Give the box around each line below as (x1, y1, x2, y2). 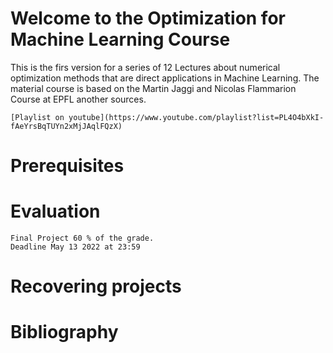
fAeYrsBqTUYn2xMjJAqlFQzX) (10, 121, 123, 131)
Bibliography (10, 321, 119, 344)
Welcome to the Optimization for (10, 7, 286, 30)
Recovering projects (10, 275, 182, 298)
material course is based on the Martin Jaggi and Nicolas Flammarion (10, 82, 297, 94)
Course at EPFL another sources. (10, 93, 147, 105)
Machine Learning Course (10, 28, 231, 51)
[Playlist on (10, 112, 65, 122)
